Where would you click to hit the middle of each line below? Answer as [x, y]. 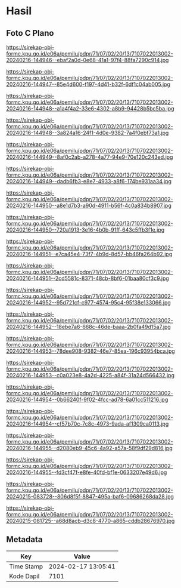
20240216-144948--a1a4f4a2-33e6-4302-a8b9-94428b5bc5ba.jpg [90, 108]
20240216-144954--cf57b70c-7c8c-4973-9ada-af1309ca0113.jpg [88, 424]
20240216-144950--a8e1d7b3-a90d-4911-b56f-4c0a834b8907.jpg [89, 205]
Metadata [24, 539]
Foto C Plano [30, 33]
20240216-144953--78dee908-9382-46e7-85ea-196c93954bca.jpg [91, 351]
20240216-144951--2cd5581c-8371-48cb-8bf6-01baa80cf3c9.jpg [88, 278]
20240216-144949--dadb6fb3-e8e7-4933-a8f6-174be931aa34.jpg [89, 181]
